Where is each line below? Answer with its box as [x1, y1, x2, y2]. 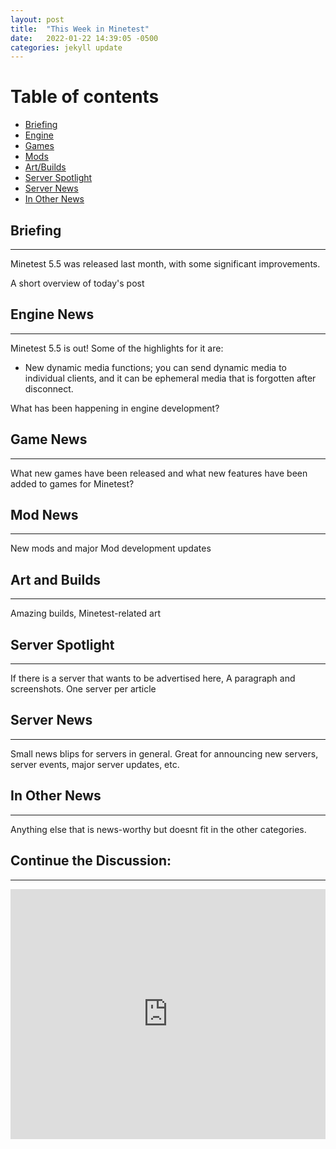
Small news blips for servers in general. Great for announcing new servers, [10, 747, 319, 760]
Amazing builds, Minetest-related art [10, 607, 161, 620]
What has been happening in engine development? [10, 402, 220, 414]
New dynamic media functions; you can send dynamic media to [24, 361, 287, 373]
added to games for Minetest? [10, 477, 135, 490]
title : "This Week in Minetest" [10, 24, 150, 34]
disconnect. [24, 382, 74, 395]
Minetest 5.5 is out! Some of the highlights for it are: [10, 342, 224, 354]
